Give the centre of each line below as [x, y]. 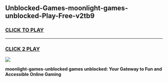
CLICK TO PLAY [24, 30]
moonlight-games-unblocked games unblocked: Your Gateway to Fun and [84, 69]
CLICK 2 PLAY [22, 49]
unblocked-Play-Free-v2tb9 [50, 16]
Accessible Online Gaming [33, 74]
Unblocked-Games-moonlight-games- [67, 8]
